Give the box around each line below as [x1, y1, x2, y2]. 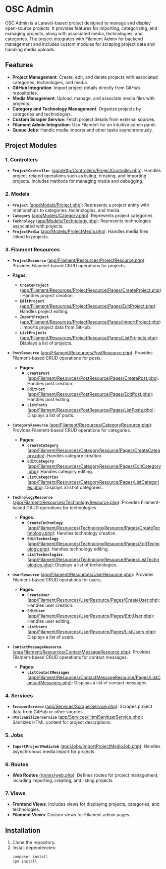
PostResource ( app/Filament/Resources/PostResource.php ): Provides [12, 350, 153, 356]
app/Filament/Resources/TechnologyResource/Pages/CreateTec [29, 525, 161, 531]
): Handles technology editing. [47, 546, 109, 552]
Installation [5, 826, 41, 835]
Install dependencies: [12, 845, 56, 851]
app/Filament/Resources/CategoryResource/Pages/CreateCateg [29, 447, 161, 453]
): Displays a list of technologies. [51, 562, 118, 568]
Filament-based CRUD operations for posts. [12, 355, 102, 361]
